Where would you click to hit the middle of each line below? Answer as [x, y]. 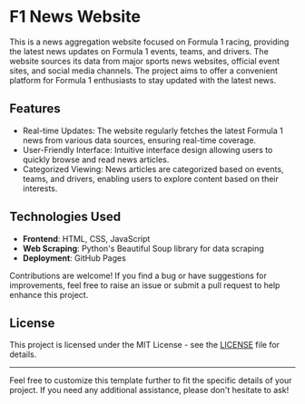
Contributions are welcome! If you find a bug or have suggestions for [138, 275]
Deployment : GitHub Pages [74, 258]
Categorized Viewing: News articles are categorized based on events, [153, 168]
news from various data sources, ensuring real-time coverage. [139, 140]
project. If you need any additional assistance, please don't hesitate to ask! [149, 390]
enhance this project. [49, 294]
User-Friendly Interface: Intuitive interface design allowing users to [148, 149]
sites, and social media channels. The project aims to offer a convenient [144, 71]
